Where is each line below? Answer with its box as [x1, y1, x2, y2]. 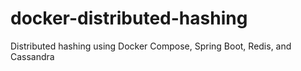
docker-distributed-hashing [10, 7, 248, 30]
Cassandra [10, 50, 55, 62]
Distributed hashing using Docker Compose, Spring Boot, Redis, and [10, 40, 292, 52]
